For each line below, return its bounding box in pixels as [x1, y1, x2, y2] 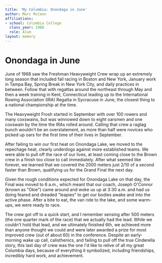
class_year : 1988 [9, 25, 44, 30]
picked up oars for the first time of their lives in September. [5, 132, 122, 138]
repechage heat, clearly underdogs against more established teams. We [5, 146, 149, 152]
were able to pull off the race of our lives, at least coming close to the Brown [5, 151, 157, 157]
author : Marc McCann [5, 12, 47, 16]
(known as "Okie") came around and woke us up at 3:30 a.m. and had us [5, 186, 150, 192]
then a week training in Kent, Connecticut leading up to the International [5, 92, 148, 97]
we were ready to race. [15, 202, 61, 208]
